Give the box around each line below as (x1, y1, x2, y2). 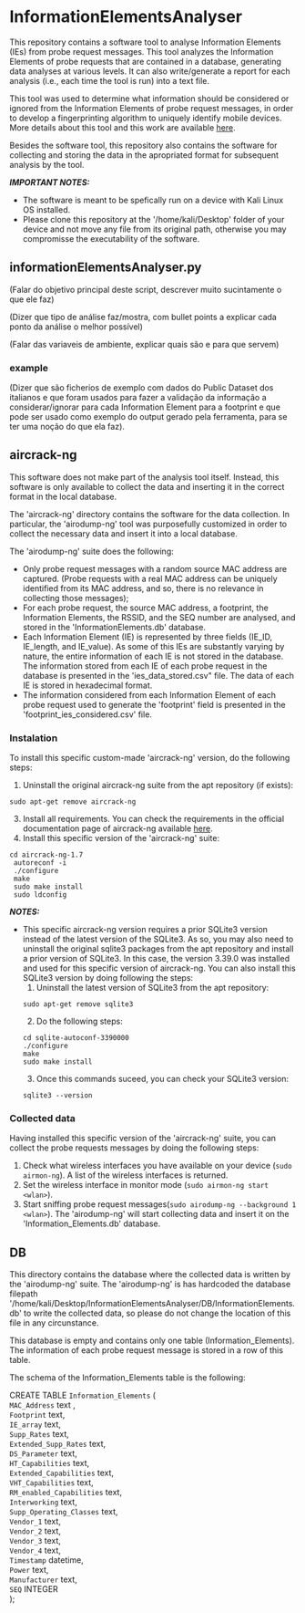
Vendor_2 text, (9, 1525, 62, 1536)
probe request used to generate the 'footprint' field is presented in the (22, 699, 286, 710)
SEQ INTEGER (9, 1584, 59, 1595)
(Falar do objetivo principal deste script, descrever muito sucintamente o (9, 284, 282, 295)
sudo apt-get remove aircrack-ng (9, 797, 137, 806)
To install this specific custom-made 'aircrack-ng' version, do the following (9, 753, 290, 764)
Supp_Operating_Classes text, (9, 1506, 118, 1517)
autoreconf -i (13, 859, 67, 868)
